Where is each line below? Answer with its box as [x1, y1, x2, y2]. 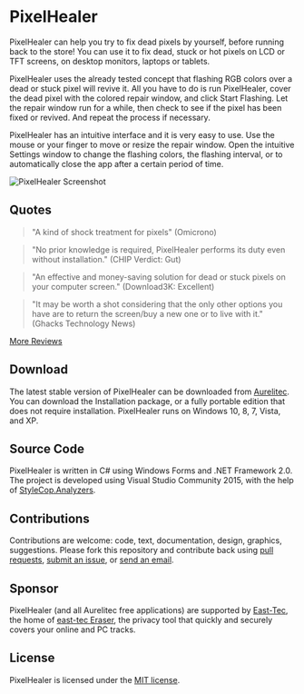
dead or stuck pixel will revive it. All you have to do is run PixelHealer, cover [9, 83, 292, 94]
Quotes [9, 203, 53, 218]
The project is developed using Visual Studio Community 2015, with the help [9, 475, 295, 486]
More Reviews [9, 335, 63, 346]
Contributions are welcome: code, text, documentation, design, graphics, [9, 535, 283, 546]
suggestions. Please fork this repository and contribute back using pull [9, 545, 274, 556]
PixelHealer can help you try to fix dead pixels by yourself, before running [9, 36, 284, 47]
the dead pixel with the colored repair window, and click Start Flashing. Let [9, 93, 289, 104]
